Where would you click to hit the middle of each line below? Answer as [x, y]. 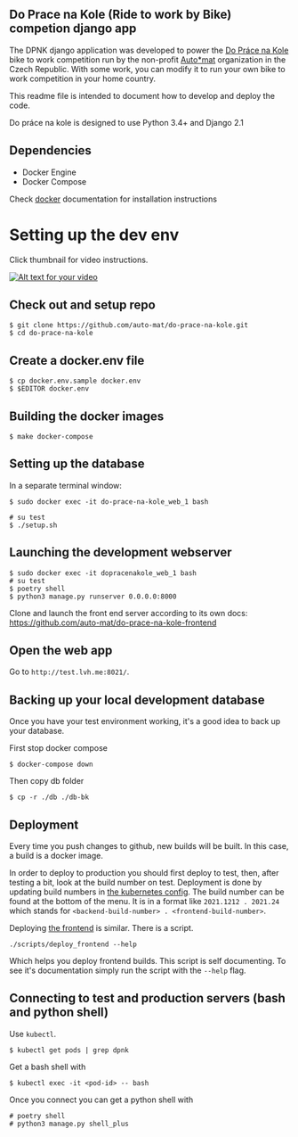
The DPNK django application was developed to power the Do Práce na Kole [149, 50]
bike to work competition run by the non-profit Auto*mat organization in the [148, 59]
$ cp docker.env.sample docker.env [75, 381]
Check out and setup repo [82, 305]
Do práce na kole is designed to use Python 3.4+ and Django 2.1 [127, 122]
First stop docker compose [59, 748]
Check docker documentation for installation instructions [113, 199]
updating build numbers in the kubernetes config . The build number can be [147, 892]
